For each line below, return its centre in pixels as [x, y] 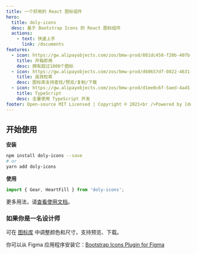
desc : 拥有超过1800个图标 [45, 66]
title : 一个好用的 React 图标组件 [44, 11]
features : [18, 50]
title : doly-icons [34, 22]
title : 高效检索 [35, 77]
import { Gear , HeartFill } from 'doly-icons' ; [65, 189]
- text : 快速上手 [36, 39]
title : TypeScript [39, 93]
